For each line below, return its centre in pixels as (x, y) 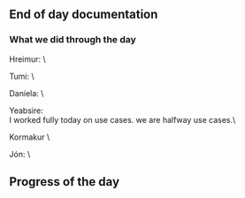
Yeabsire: (27, 110)
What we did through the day (73, 40)
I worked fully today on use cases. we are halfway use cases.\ (122, 119)
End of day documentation (84, 15)
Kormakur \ (30, 137)
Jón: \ (20, 154)
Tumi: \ (22, 76)
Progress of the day (65, 182)
